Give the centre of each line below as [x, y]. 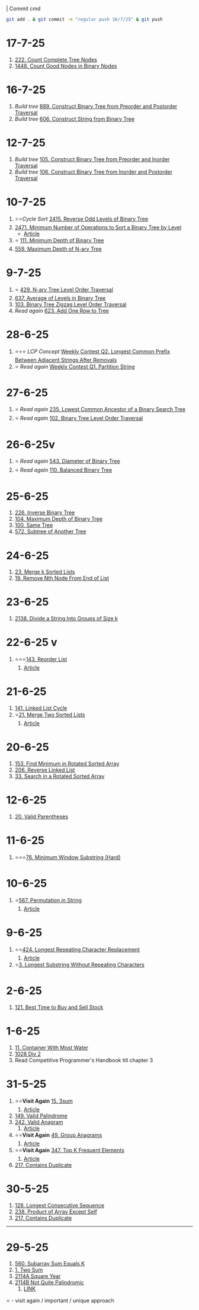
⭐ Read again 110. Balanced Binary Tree [63, 470]
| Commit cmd [23, 9]
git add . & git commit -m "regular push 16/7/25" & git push [84, 20]
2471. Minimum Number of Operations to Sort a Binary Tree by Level [98, 227]
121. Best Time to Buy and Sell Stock [59, 1007]
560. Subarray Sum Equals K [49, 1264]
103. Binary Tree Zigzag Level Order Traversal [70, 304]
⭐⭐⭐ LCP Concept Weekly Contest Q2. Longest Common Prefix [92, 351]
